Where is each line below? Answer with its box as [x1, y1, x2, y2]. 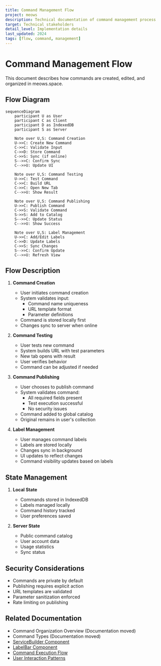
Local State [12, 487, 37, 493]
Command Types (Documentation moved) [12, 633, 101, 639]
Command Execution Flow [12, 649, 68, 656]
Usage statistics [20, 544, 55, 550]
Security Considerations [5, 564, 85, 573]
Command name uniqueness [28, 301, 88, 307]
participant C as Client [14, 118, 67, 123]
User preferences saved [20, 513, 71, 519]
